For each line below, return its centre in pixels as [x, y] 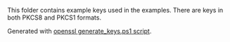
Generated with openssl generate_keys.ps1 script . [79, 31]
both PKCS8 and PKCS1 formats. [55, 17]
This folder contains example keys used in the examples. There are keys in [115, 10]
